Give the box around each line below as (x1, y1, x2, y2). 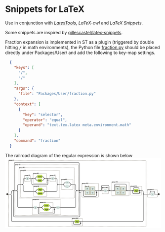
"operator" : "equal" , (23, 117, 68, 122)
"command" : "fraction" (14, 138, 61, 143)
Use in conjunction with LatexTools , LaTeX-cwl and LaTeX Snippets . (5, 20, 143, 26)
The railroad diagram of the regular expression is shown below (5, 152, 132, 158)
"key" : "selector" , (23, 112, 63, 117)
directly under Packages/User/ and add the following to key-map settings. (5, 50, 156, 56)
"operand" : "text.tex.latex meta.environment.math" (23, 122, 132, 127)
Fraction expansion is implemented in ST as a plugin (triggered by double (5, 39, 154, 45)
